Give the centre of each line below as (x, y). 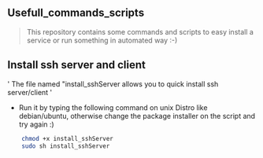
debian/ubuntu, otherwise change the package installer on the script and (137, 116)
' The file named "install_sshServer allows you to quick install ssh (113, 84)
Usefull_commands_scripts (76, 13)
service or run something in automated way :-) (102, 40)
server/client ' (30, 92)
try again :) (36, 124)
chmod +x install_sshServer (67, 138)
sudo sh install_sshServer (66, 146)
